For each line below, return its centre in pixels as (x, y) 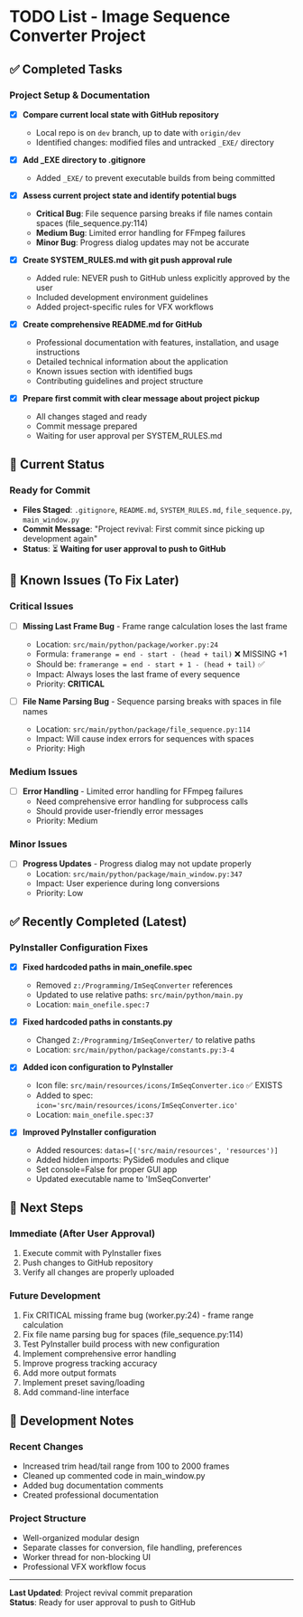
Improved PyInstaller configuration (89, 1132)
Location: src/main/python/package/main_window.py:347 (139, 874)
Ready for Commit (50, 490)
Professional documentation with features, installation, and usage (157, 343)
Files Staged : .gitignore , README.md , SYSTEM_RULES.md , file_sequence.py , (157, 509)
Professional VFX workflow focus (84, 1567)
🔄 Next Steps (46, 1208)
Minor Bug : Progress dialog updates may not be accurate (142, 242)
